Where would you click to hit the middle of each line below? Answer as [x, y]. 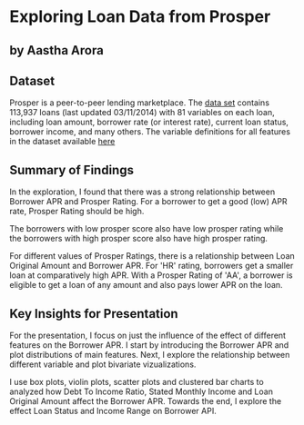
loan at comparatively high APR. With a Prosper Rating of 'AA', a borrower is [151, 275]
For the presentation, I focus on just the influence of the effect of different [148, 336]
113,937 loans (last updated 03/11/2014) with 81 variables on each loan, [142, 113]
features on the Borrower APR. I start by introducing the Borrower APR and [149, 345]
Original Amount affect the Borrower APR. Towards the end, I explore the [146, 401]
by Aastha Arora [57, 50]
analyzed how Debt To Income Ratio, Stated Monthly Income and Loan [141, 391]
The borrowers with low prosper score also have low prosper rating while [147, 229]
